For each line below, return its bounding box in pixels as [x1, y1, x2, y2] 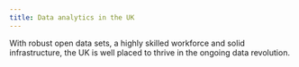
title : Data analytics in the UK [9, 13, 135, 22]
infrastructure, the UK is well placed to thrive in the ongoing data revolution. [9, 46, 291, 58]
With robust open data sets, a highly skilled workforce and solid [9, 38, 246, 48]
